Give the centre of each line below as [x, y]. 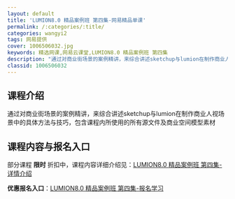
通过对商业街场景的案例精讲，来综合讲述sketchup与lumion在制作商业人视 [113, 114]
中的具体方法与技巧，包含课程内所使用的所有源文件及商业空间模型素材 [114, 122]
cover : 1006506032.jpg [40, 46]
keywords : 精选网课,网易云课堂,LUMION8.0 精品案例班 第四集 [87, 53]
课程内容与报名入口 [49, 146]
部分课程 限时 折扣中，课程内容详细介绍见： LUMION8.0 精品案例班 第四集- [115, 165]
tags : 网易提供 [27, 40]
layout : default [31, 14]
